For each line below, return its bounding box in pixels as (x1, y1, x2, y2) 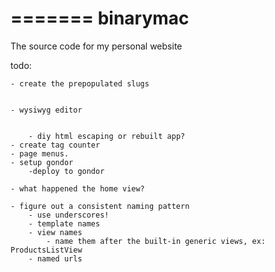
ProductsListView (10, 245, 83, 255)
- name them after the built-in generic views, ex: (46, 236, 267, 246)
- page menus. (10, 148, 70, 159)
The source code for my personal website (10, 40, 183, 52)
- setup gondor (10, 157, 74, 167)
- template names (28, 218, 101, 229)
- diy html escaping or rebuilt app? (28, 131, 186, 141)
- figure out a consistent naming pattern (10, 201, 190, 211)
